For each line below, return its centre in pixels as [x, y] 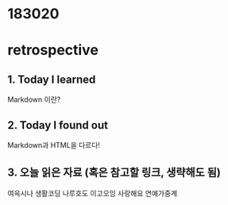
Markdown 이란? [34, 99]
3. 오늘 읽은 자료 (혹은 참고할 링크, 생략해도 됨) [114, 173]
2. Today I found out [58, 125]
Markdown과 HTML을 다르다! [54, 145]
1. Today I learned [52, 79]
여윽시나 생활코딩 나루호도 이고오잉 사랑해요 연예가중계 [93, 193]
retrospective [53, 50]
